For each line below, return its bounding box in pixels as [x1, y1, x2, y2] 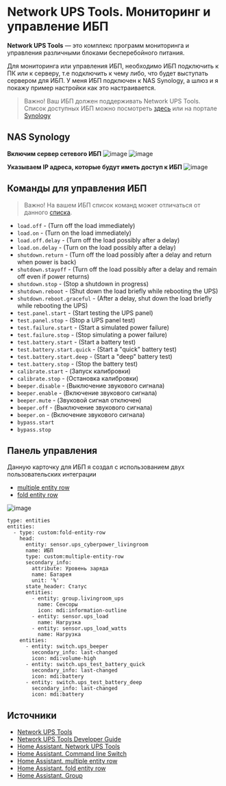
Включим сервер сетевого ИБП [7, 149, 102, 157]
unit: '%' [32, 577, 60, 584]
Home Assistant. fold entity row [16, 764, 106, 772]
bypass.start [16, 419, 55, 426]
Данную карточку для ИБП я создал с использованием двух [7, 463, 185, 471]
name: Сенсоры [37, 601, 78, 608]
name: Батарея [32, 571, 72, 579]
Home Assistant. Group [16, 772, 84, 780]
